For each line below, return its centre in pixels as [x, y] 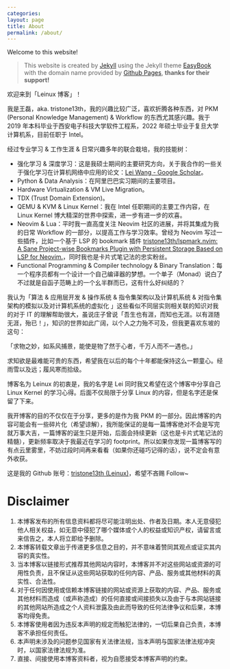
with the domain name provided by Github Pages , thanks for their [117, 73]
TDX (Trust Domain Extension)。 [63, 198]
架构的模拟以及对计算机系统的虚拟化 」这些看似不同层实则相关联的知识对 [110, 306]
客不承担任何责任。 [44, 633]
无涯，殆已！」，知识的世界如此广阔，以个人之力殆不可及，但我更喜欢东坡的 [114, 323]
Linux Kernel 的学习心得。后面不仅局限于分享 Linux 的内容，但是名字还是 [110, 393]
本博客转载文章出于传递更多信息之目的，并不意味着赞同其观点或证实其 [116, 547]
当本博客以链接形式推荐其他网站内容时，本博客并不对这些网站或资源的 [116, 565]
